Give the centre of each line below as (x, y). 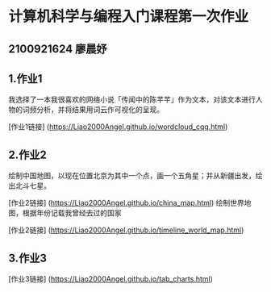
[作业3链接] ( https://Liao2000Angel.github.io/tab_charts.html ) (111, 279)
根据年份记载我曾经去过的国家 (72, 213)
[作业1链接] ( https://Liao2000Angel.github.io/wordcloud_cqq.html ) (118, 127)
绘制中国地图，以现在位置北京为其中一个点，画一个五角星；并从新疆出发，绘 (135, 176)
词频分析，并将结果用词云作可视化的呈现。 (93, 110)
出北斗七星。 (29, 186)
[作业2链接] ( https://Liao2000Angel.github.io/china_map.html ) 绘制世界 (126, 203)
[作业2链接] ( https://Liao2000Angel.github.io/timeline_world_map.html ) (126, 230)
